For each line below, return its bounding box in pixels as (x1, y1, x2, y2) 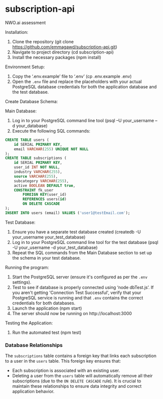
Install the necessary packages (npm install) (12, 54, 101, 60)
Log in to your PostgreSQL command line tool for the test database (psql (12, 239, 159, 245)
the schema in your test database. (12, 255, 81, 261)
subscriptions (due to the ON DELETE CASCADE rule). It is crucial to (12, 378, 141, 384)
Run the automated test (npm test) (12, 329, 82, 335)
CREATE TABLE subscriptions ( (5, 156, 67, 160)
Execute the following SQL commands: (12, 128, 91, 133)
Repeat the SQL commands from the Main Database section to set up (12, 249, 152, 256)
